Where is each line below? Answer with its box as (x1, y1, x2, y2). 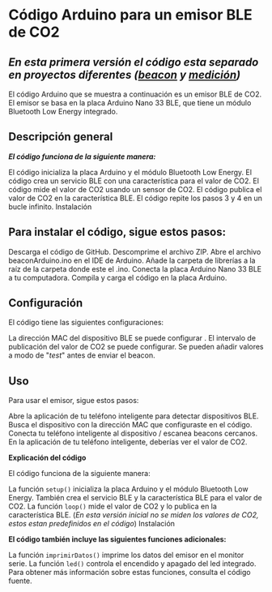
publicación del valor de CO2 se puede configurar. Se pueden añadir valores (8, 342, 264, 352)
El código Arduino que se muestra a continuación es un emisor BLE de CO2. (8, 89, 261, 99)
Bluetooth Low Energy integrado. (8, 107, 118, 116)
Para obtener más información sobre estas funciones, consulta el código (8, 568, 251, 577)
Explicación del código (8, 453, 87, 463)
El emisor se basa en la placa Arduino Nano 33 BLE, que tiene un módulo (8, 98, 252, 107)
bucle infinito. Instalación (8, 201, 92, 212)
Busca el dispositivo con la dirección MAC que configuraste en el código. (8, 420, 253, 430)
